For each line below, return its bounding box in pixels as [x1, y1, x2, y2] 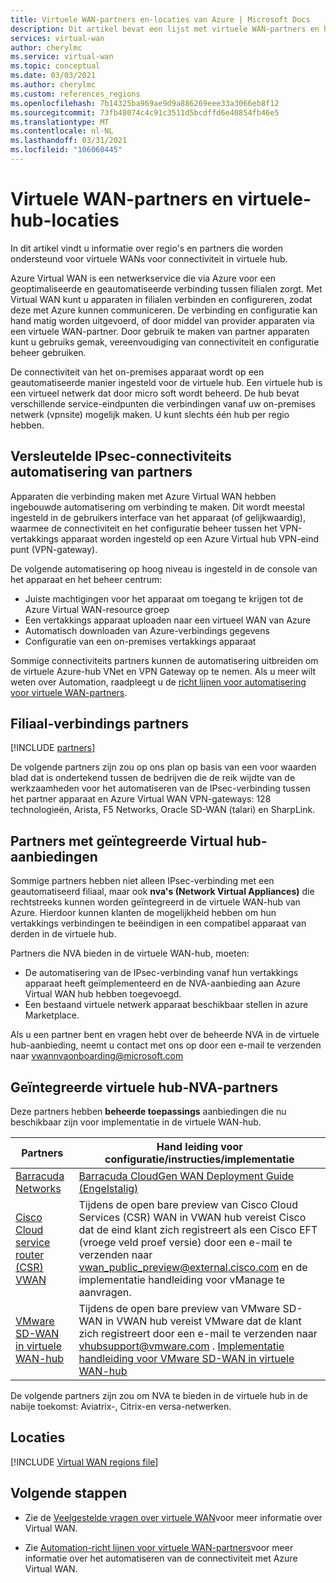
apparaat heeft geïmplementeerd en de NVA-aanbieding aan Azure [24, 977, 301, 990]
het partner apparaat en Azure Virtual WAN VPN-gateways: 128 [10, 793, 272, 805]
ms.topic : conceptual [10, 61, 101, 71]
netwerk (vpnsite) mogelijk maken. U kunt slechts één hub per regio [10, 408, 290, 420]
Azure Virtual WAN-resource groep [24, 603, 170, 615]
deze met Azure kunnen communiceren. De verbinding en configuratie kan [10, 304, 318, 316]
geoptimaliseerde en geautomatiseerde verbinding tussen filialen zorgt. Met [10, 282, 323, 295]
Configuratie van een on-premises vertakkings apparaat [24, 635, 257, 647]
